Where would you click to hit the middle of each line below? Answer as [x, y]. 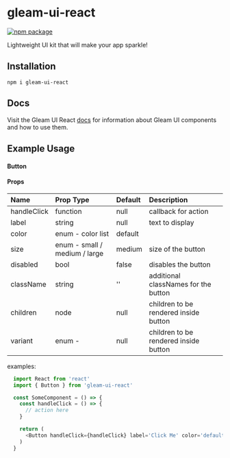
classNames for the [180, 284]
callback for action [179, 211]
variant [22, 341]
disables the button [180, 264]
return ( [32, 429]
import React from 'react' [52, 378]
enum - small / [79, 245]
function [68, 211]
